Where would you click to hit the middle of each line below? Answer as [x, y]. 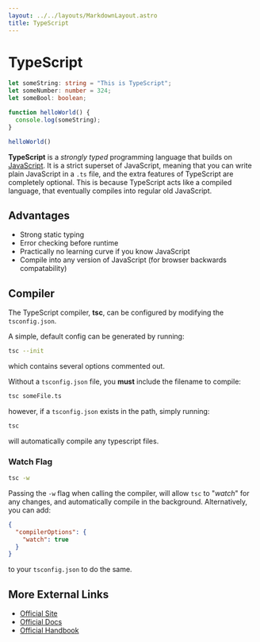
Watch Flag [31, 462]
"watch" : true [46, 540]
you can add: [30, 510]
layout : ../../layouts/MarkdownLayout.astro [83, 15]
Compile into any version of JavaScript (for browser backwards [123, 260]
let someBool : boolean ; [48, 99]
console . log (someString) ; [58, 120]
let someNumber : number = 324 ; [60, 91]
